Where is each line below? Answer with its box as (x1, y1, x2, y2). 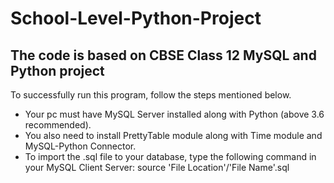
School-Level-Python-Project (10, 7, 262, 30)
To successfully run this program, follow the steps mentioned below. (10, 89, 292, 101)
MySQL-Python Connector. (24, 140, 137, 152)
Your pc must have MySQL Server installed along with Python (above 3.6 (24, 108, 325, 120)
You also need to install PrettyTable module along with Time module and (24, 130, 323, 141)
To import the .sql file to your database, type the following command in (24, 151, 317, 162)
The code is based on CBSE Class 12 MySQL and (10, 47, 317, 64)
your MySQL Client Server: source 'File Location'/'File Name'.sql (24, 162, 290, 173)
